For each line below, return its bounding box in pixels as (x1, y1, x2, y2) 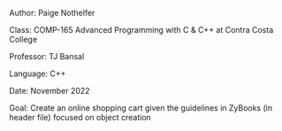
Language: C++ (9, 68, 66, 79)
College (9, 35, 38, 44)
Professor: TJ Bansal (9, 51, 85, 61)
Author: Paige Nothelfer (9, 8, 95, 18)
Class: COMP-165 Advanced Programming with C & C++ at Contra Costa (9, 25, 274, 35)
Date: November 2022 (9, 86, 90, 96)
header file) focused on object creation (9, 112, 152, 122)
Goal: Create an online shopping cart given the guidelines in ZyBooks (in (9, 103, 272, 113)
